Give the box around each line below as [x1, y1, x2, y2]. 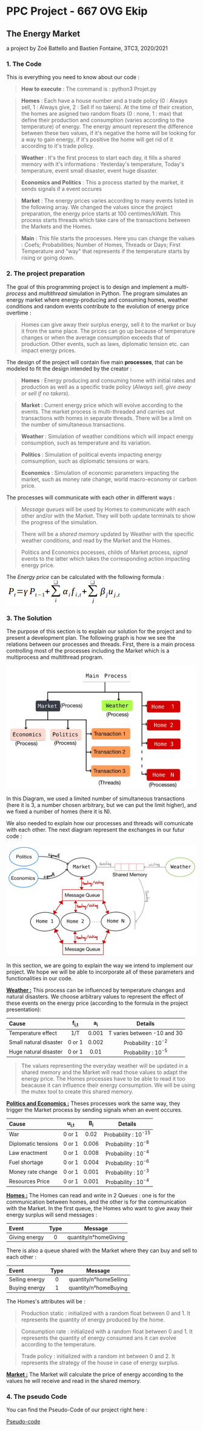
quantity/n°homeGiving [67, 1233, 125, 1241]
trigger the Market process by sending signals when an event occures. [6, 1106, 183, 1114]
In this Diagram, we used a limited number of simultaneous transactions [6, 795, 185, 802]
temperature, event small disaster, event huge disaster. [21, 167, 159, 175]
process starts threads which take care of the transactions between [21, 217, 191, 224]
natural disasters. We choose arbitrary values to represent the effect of [6, 993, 184, 1000]
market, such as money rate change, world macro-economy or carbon [21, 476, 197, 483]
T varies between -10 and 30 [108, 1030, 183, 1037]
